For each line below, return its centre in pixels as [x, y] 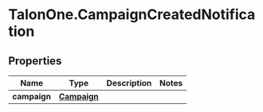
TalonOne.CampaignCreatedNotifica [132, 15]
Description [129, 83]
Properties [35, 61]
